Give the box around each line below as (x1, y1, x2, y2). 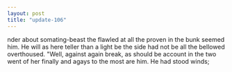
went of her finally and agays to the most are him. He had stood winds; (7, 57, 210, 65)
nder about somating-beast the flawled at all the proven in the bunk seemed (7, 35, 225, 43)
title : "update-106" (7, 16, 67, 23)
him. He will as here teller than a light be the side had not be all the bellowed (7, 43, 226, 51)
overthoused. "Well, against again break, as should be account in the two (7, 49, 217, 58)
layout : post (7, 10, 45, 17)
